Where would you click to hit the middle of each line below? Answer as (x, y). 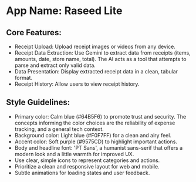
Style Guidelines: (38, 102)
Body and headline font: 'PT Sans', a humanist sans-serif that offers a (99, 147)
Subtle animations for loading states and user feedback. (82, 173)
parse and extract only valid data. (55, 65)
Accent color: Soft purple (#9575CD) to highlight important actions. (96, 141)
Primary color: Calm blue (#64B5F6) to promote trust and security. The (100, 116)
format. (23, 78)
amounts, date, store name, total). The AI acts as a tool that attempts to (100, 59)
